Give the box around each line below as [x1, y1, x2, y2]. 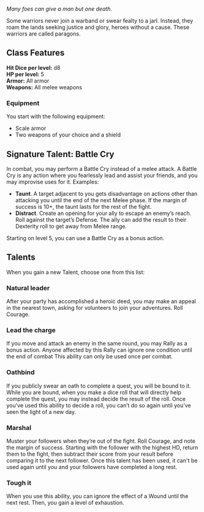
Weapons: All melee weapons [6, 83, 83, 91]
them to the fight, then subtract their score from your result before [6, 450, 173, 457]
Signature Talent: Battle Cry [6, 149, 115, 159]
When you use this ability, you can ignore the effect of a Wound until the [6, 492, 189, 500]
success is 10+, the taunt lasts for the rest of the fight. [15, 203, 152, 210]
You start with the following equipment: [6, 113, 105, 120]
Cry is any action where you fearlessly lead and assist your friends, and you [6, 171, 198, 179]
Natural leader [6, 284, 50, 292]
